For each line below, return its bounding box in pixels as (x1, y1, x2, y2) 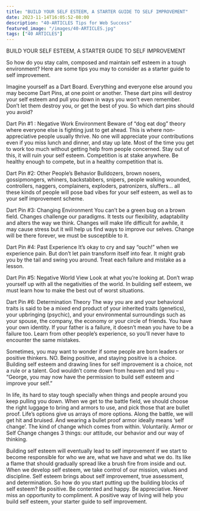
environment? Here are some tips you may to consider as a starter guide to (6, 65, 190, 72)
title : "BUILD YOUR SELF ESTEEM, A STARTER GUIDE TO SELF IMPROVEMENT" (6, 8, 188, 15)
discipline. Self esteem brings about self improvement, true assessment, (6, 473, 184, 480)
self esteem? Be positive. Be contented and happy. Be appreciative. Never (6, 485, 189, 492)
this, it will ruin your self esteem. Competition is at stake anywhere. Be (6, 152, 179, 159)
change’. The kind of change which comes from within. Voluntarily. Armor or (6, 423, 193, 430)
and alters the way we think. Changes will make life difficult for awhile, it (6, 219, 184, 227)
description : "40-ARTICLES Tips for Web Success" (6, 20, 133, 26)
